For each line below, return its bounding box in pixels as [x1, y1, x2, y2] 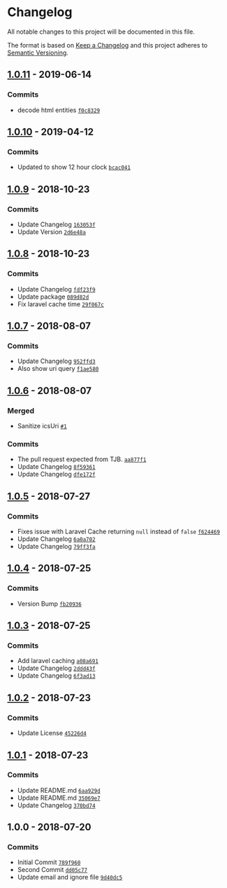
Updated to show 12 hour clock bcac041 [17, 163, 131, 172]
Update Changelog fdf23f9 [17, 285, 96, 293]
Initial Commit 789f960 [17, 858, 81, 866]
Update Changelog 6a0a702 [17, 535, 96, 543]
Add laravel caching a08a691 [17, 657, 99, 665]
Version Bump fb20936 [17, 599, 82, 608]
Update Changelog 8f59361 [17, 463, 96, 471]
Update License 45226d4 [17, 729, 87, 737]
